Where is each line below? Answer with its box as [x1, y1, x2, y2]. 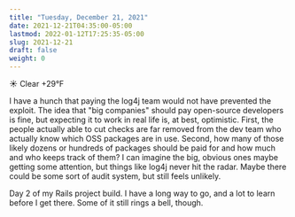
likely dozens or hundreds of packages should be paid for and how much [9, 143, 276, 153]
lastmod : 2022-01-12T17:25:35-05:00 [9, 29, 144, 38]
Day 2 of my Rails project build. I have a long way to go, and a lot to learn [9, 188, 276, 198]
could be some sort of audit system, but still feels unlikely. [9, 171, 221, 182]
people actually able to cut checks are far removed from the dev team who [9, 124, 282, 134]
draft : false [9, 46, 58, 55]
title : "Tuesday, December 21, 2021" [9, 12, 149, 22]
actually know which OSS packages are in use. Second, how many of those [9, 134, 284, 143]
